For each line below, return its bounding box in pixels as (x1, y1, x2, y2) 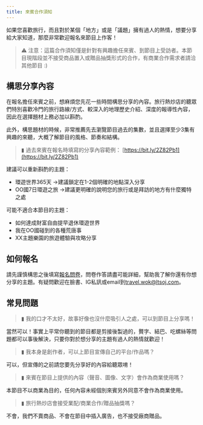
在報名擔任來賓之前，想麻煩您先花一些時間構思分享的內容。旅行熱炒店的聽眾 (6, 98, 197, 106)
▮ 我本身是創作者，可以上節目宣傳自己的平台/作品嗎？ (21, 348, 155, 356)
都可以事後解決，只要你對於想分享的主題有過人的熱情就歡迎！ (11, 336, 165, 343)
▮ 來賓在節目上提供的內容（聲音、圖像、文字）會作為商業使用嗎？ (21, 374, 185, 381)
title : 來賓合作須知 (6, 8, 53, 15)
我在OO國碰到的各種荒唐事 (14, 227, 82, 234)
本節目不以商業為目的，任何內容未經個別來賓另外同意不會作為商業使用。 (6, 387, 186, 394)
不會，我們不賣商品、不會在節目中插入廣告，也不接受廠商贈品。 (6, 412, 165, 420)
